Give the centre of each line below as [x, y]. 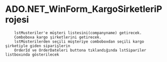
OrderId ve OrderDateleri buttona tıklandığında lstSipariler [80, 50]
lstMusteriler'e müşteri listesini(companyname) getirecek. [78, 33]
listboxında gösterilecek [32, 55]
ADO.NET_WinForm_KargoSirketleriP [84, 9]
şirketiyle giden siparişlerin [38, 46]
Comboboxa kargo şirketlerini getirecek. [58, 37]
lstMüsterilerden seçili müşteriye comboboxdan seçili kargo [79, 41]
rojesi [17, 20]
